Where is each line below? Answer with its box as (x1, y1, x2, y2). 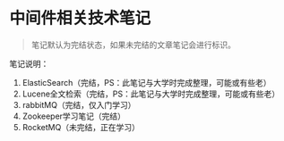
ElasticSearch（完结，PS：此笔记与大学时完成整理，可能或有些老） (22, 77, 271, 87)
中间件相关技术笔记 (9, 8, 151, 29)
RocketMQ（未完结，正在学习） (22, 121, 141, 132)
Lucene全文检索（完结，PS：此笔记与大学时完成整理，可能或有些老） (22, 88, 280, 99)
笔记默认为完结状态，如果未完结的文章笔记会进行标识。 (30, 39, 236, 50)
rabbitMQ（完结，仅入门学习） (22, 99, 136, 110)
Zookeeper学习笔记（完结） (22, 111, 126, 121)
